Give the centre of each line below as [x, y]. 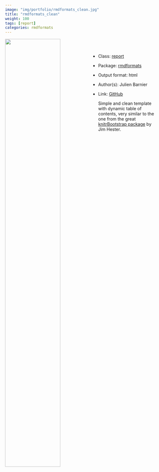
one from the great [117, 119]
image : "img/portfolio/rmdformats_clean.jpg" [52, 10]
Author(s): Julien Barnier [123, 85]
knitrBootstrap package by [125, 124]
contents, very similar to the [126, 114]
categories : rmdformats [29, 28]
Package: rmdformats [120, 66]
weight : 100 [17, 19]
